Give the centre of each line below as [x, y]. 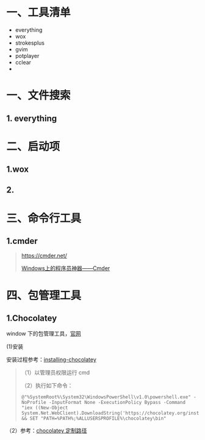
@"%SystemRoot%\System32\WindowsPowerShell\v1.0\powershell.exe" [106, 397]
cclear [23, 62]
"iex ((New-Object [45, 408]
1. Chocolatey [32, 318]
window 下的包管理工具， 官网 [44, 334]
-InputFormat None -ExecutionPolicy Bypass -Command [117, 403]
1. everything [31, 118]
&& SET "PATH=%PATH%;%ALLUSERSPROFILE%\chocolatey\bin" [94, 419]
